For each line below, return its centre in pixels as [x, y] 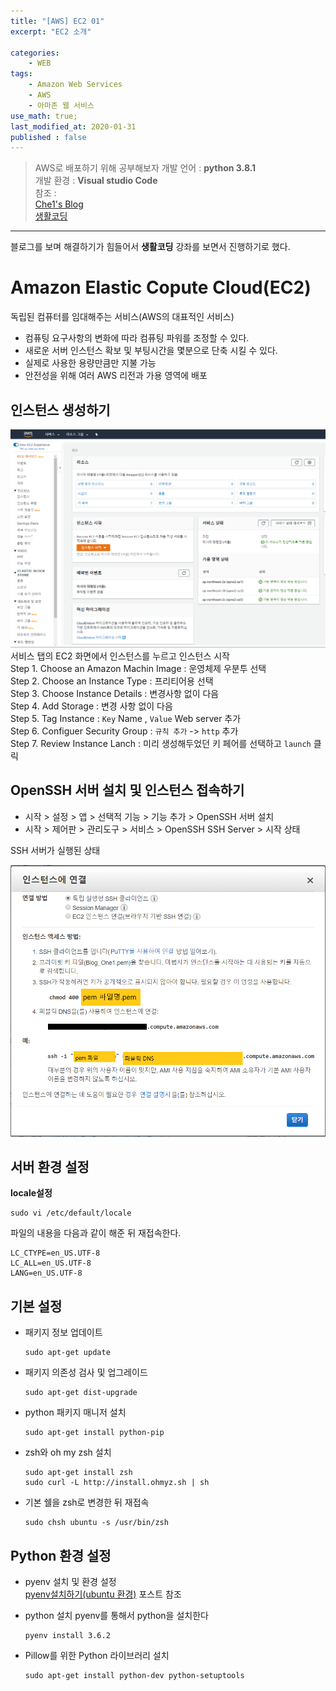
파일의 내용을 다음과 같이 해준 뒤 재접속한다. [96, 1233]
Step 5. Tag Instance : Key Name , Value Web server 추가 [126, 718]
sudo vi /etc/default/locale [71, 1213]
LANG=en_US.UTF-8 [46, 1273]
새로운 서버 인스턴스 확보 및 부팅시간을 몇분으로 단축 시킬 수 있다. [151, 351]
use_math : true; [44, 116]
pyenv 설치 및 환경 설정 [70, 1581]
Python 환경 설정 [61, 1555]
